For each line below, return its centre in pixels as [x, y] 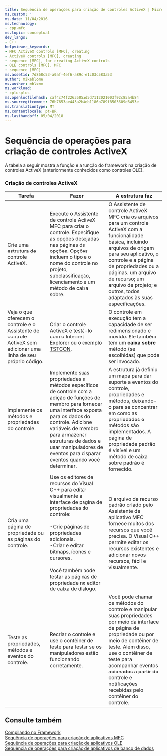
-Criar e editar [66, 545]
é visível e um [125, 450]
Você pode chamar [131, 597]
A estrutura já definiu [133, 369]
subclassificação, [70, 275]
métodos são [124, 425]
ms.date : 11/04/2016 [27, 19]
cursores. [61, 558]
